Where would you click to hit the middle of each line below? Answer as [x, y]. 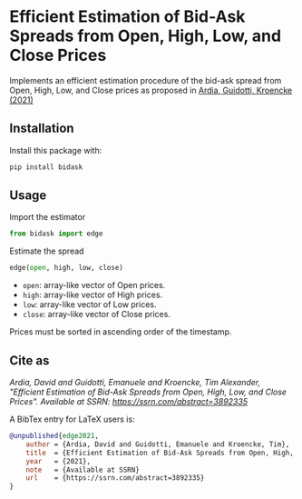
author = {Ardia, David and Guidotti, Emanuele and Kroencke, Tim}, [158, 444]
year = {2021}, [58, 461]
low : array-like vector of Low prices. [89, 304]
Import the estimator [48, 217]
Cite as [29, 360]
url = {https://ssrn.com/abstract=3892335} [115, 478]
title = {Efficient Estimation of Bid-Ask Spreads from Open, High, [160, 453]
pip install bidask [46, 167]
